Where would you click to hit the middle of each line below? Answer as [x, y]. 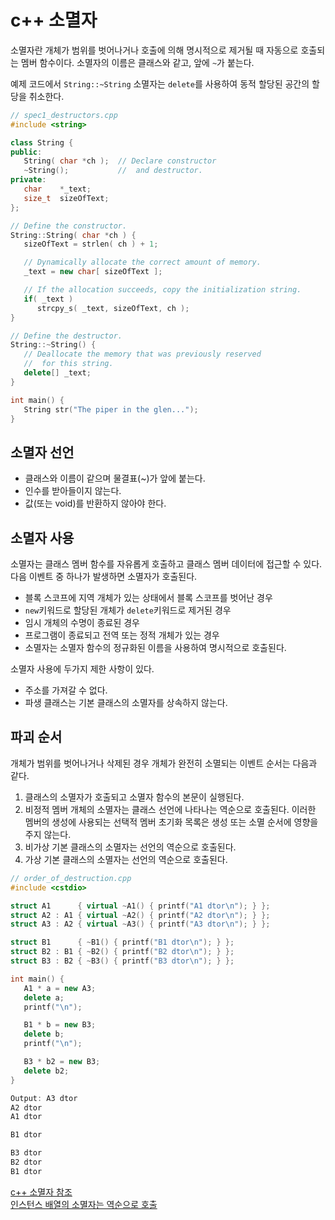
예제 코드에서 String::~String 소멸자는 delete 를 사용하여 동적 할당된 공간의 [160, 83]
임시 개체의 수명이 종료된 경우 [82, 623]
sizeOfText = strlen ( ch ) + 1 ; [91, 244]
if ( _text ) [48, 299]
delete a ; [44, 997]
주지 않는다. [48, 834]
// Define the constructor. [69, 226]
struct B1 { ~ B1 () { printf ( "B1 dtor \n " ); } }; [122, 942]
